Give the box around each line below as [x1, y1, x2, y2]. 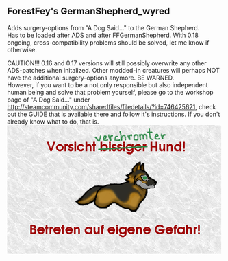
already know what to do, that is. [7, 117, 99, 126]
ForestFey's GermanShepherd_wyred [7, 5, 170, 17]
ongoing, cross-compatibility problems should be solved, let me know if [7, 38, 210, 47]
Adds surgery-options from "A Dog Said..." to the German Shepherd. [7, 23, 200, 32]
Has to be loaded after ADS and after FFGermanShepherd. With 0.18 [7, 31, 199, 39]
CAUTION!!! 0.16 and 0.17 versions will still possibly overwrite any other [7, 58, 207, 67]
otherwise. [7, 45, 38, 54]
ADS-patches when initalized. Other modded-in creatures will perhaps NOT [7, 66, 220, 74]
